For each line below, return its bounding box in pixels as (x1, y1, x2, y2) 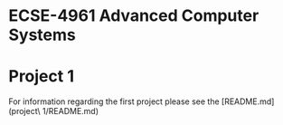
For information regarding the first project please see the (8, 96, 220, 107)
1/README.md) (42, 106, 99, 117)
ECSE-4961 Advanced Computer (8, 5, 259, 26)
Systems (8, 24, 76, 45)
